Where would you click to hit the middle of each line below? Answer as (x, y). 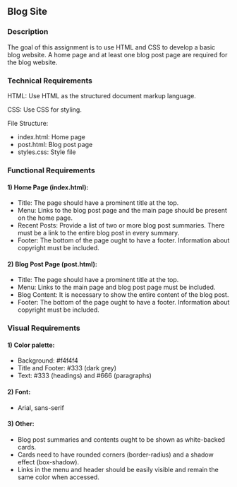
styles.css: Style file (47, 152)
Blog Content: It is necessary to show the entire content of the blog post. (123, 295)
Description (28, 32)
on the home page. (45, 218)
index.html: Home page (51, 136)
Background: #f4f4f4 (48, 360)
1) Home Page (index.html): (48, 187)
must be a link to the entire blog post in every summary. (98, 233)
